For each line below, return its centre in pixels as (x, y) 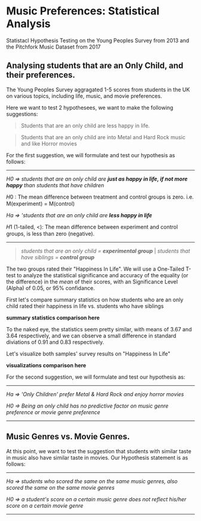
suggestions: (22, 114)
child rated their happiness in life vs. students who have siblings (85, 306)
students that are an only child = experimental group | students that (105, 251)
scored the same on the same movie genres (60, 487)
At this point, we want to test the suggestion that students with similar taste (99, 451)
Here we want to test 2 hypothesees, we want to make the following (90, 107)
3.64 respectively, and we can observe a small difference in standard (91, 336)
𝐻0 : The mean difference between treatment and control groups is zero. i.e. (100, 197)
